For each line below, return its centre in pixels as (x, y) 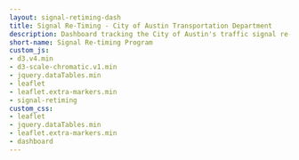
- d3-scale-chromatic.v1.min (63, 68)
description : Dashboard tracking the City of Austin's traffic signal (143, 34)
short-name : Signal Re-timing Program (81, 42)
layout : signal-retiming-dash (65, 17)
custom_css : (31, 108)
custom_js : (29, 51)
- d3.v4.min (31, 59)
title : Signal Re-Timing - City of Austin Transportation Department (141, 26)
